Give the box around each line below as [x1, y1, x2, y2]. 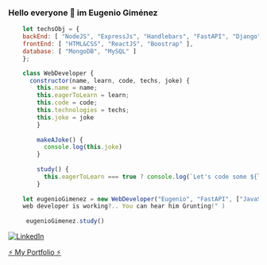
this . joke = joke [37, 113, 94, 122]
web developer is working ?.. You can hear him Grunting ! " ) [22, 202, 226, 210]
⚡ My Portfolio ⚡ [8, 247, 61, 257]
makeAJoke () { [37, 135, 83, 144]
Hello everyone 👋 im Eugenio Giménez [8, 7, 158, 18]
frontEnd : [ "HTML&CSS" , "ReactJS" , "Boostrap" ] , [22, 40, 194, 49]
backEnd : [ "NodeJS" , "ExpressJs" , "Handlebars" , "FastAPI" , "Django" [22, 33, 261, 41]
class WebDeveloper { [22, 69, 94, 77]
